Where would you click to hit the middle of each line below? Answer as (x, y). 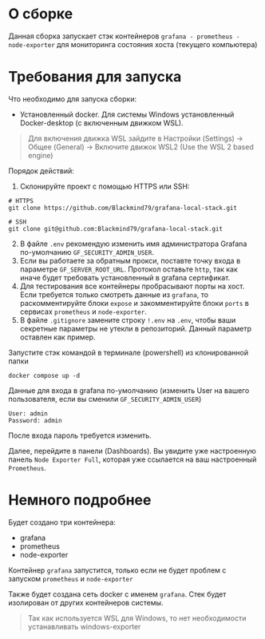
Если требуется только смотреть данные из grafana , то (114, 294)
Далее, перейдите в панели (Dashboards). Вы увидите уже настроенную (132, 450)
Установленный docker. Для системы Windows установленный (127, 114)
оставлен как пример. (57, 337)
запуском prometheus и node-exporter (71, 578)
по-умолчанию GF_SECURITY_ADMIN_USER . (87, 252)
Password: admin (35, 420)
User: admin (28, 413)
